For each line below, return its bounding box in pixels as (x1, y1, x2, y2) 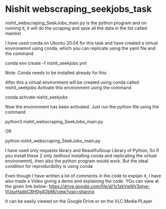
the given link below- (5, 183, 48, 189)
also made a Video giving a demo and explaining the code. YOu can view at (5, 178, 159, 184)
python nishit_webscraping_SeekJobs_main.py (5, 138, 101, 144)
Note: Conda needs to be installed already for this (5, 69, 107, 75)
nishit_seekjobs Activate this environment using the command (5, 84, 132, 90)
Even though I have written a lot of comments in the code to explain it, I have (5, 172, 162, 179)
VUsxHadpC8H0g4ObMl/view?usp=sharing (5, 188, 95, 194)
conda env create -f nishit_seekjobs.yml (5, 60, 87, 66)
